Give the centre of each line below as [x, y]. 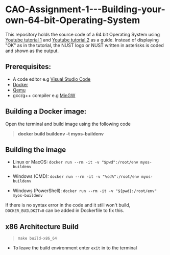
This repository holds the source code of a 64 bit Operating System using [83, 34]
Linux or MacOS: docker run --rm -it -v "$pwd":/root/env [76, 162]
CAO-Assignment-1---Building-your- [86, 9]
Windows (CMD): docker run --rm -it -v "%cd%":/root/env [76, 176]
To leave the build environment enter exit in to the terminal [75, 248]
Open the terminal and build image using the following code [68, 124]
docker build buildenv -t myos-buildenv [61, 133]
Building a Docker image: [46, 112]
